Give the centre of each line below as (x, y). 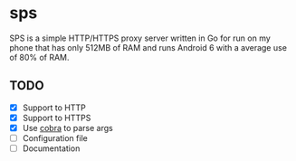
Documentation (51, 148)
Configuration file (55, 137)
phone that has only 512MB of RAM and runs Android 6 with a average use (148, 47)
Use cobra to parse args (67, 128)
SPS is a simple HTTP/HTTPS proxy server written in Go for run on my (140, 38)
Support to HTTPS (57, 118)
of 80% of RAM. (39, 57)
